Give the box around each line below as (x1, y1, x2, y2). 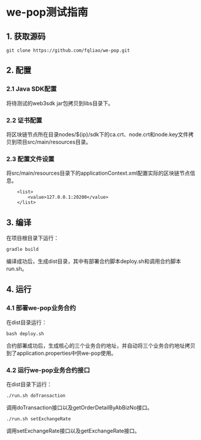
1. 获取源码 (6, 31, 46, 41)
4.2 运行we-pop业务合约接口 (6, 366, 90, 374)
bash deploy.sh (6, 331, 44, 337)
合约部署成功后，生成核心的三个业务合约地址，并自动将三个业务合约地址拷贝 (6, 342, 196, 349)
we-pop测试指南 (6, 5, 88, 19)
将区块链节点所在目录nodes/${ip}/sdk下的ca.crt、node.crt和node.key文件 (6, 130, 189, 138)
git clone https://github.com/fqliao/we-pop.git (6, 47, 130, 53)
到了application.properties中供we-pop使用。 (6, 349, 117, 357)
